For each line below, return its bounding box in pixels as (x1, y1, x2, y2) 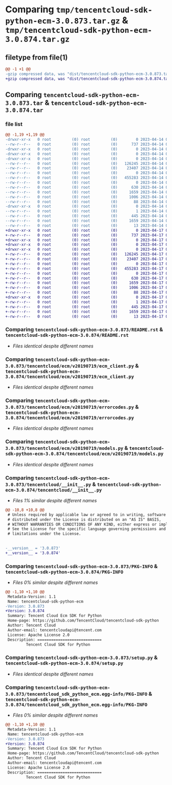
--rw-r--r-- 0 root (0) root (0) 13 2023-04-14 (5, 223, 164, 228)
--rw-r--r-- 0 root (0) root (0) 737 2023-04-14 (5, 142, 164, 147)
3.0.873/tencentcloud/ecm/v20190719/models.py (5, 446, 124, 451)
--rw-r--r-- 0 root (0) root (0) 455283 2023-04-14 (5, 175, 164, 180)
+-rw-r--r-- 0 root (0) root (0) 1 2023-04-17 (5, 299, 164, 304)
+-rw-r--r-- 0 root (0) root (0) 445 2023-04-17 (5, 304, 164, 309)
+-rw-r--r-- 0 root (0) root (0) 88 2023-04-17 (5, 290, 164, 295)
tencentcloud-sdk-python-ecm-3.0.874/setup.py (5, 661, 124, 666)
